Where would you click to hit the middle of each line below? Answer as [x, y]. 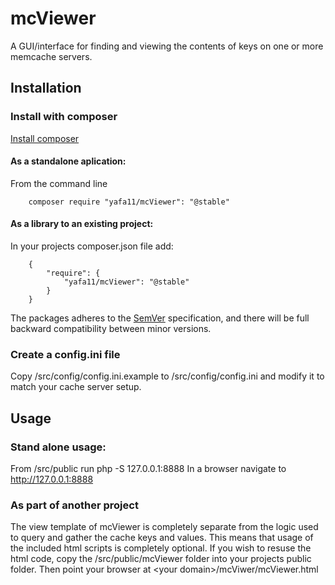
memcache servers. [51, 56]
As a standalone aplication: [68, 161]
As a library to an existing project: [82, 224]
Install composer [45, 138]
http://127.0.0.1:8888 [52, 479]
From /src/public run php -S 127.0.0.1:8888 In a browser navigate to [148, 469]
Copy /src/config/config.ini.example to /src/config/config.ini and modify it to [167, 376]
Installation [46, 88]
